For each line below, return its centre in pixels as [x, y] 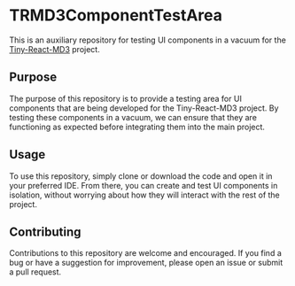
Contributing [45, 232]
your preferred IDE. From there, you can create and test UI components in [144, 185]
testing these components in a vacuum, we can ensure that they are [133, 117]
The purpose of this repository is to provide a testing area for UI [125, 98]
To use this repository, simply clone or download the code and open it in [141, 176]
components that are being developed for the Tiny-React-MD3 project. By [144, 108]
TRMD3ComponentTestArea [116, 15]
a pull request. [35, 272]
